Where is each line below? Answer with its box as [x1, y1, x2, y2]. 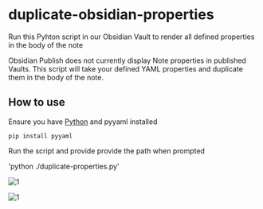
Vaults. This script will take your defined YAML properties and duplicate [8, 64, 243, 73]
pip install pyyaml [8, 132, 73, 140]
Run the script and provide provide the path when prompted [8, 145, 206, 156]
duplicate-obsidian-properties [8, 6, 214, 24]
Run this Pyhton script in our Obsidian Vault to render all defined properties [8, 32, 255, 41]
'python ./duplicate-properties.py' [8, 161, 120, 171]
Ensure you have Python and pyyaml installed [8, 117, 158, 126]
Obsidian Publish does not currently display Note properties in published [8, 56, 247, 65]
